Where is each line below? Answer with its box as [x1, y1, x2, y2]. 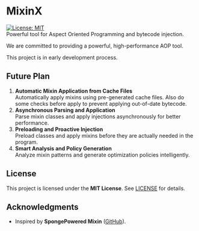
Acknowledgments [6, 202, 79, 212]
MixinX [6, 4, 43, 18]
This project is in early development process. [6, 54, 118, 61]
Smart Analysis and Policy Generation [14, 144, 112, 152]
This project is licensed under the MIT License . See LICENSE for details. [6, 185, 185, 192]
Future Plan [6, 71, 50, 82]
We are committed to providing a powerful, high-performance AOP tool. [6, 42, 183, 49]
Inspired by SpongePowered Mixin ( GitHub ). [14, 218, 126, 225]
